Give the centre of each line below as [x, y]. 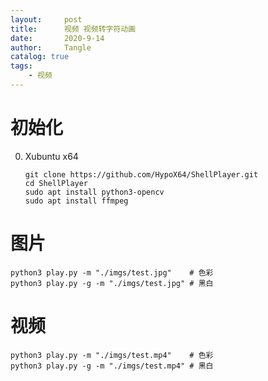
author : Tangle [51, 47]
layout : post [46, 19]
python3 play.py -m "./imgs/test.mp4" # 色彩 [112, 355]
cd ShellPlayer [56, 183]
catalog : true [40, 57]
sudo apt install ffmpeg [76, 201]
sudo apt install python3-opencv [94, 192]
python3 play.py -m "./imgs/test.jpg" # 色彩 [112, 272]
